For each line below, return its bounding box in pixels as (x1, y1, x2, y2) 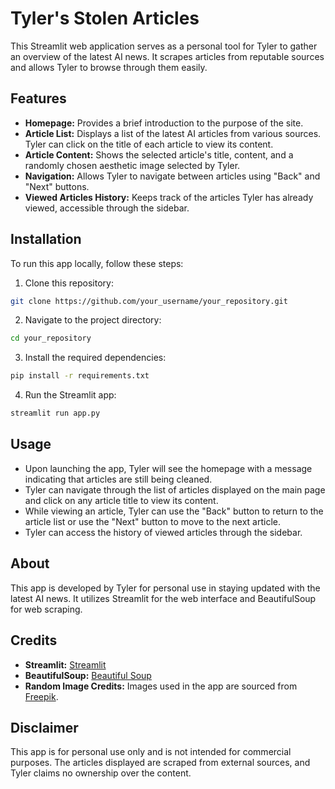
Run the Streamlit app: (24, 389, 117, 401)
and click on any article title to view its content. (24, 494, 219, 506)
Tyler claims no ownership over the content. (10, 767, 192, 779)
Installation (10, 231, 82, 248)
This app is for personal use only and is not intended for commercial (10, 746, 292, 758)
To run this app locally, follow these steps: (10, 257, 184, 269)
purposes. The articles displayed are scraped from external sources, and (10, 757, 311, 769)
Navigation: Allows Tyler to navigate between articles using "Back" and (24, 170, 321, 182)
